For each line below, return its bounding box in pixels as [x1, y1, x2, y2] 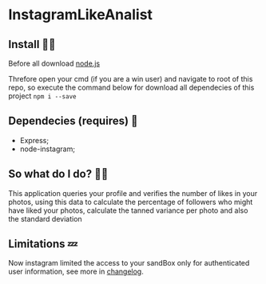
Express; [19, 135, 50, 145]
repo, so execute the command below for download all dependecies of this [8, 82, 255, 92]
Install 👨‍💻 [8, 38, 56, 51]
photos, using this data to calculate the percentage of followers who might [8, 197, 253, 206]
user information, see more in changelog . [8, 266, 144, 277]
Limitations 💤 [8, 238, 78, 251]
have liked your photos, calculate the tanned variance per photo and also [8, 206, 248, 215]
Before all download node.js [8, 58, 101, 68]
